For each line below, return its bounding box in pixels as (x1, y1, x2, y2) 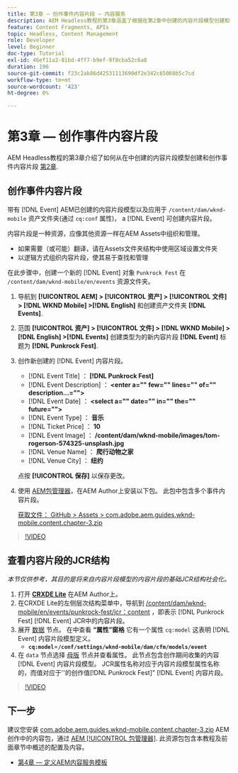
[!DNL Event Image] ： (28, 431, 93, 439)
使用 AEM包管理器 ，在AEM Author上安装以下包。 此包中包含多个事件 (17, 486, 220, 495)
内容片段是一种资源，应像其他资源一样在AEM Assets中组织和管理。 (7, 229, 204, 238)
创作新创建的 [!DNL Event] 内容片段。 (17, 356, 127, 365)
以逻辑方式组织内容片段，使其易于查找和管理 (17, 253, 149, 261)
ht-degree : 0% (7, 89, 50, 97)
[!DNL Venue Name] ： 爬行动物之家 (28, 447, 134, 456)
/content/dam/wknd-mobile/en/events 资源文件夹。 (7, 277, 154, 285)
